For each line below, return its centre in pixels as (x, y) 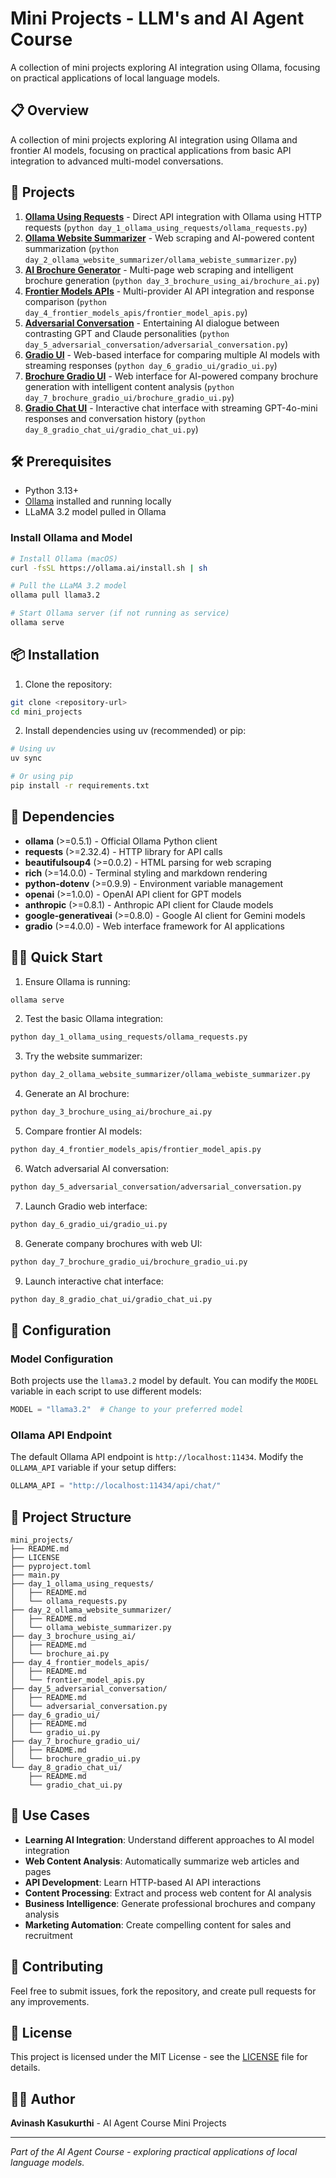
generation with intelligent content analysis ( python (129, 386)
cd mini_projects (46, 712)
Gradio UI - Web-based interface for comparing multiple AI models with (172, 354)
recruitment (48, 1935)
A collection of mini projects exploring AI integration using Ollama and (154, 139)
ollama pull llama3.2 (55, 595)
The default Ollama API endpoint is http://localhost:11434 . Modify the (157, 1457)
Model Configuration (62, 1359)
